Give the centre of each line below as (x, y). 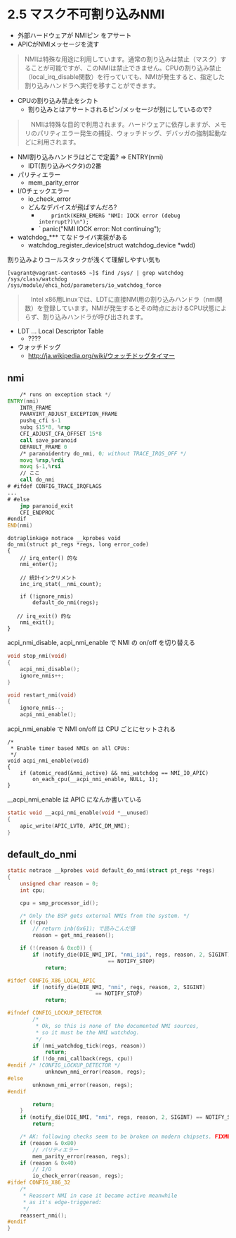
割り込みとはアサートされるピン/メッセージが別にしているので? (120, 109)
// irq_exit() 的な (44, 617)
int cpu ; (33, 890)
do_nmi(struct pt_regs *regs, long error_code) (78, 545)
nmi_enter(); (39, 565)
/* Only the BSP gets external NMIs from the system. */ (105, 916)
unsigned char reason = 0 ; (59, 884)
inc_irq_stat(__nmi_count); (61, 584)
